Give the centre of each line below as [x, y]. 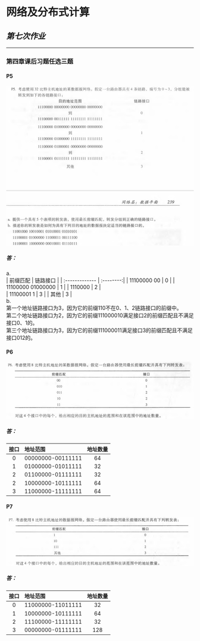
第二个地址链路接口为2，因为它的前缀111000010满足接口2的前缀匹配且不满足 [100, 315]
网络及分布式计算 [48, 12]
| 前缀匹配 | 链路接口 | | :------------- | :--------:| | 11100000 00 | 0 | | [90, 280]
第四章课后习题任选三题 [40, 61]
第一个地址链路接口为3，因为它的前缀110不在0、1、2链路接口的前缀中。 [94, 308]
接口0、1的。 [22, 323]
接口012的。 [21, 338]
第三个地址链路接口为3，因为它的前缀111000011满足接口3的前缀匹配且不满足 [100, 330]
